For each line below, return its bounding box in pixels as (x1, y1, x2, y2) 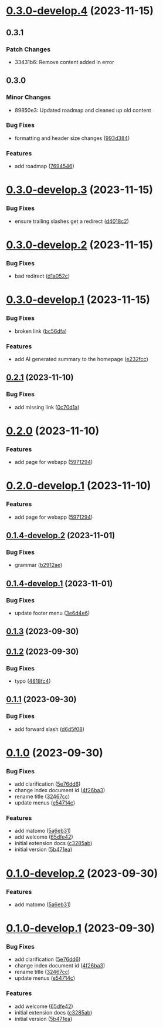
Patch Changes (6, 45, 51, 54)
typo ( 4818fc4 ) (14, 677, 51, 685)
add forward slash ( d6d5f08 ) (14, 725, 85, 733)
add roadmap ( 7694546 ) (14, 163, 74, 170)
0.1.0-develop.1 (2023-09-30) (6, 922, 155, 935)
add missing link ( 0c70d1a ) (14, 403, 80, 410)
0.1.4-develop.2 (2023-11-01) (6, 530, 116, 540)
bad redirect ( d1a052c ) (14, 272, 70, 280)
